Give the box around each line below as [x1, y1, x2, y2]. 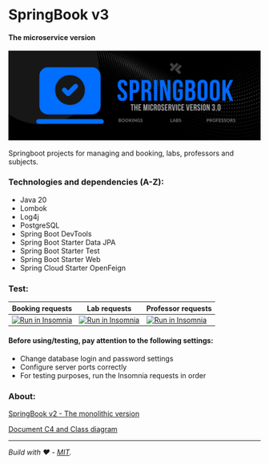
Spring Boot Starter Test [19, 246, 100, 256]
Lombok [19, 203, 48, 213]
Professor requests [146, 303, 212, 313]
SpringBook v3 [8, 6, 110, 24]
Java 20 [19, 195, 47, 204]
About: [8, 390, 36, 401]
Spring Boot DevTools [19, 228, 92, 238]
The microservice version [8, 32, 96, 42]
